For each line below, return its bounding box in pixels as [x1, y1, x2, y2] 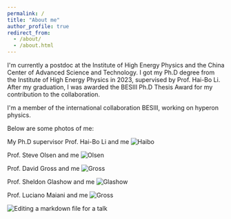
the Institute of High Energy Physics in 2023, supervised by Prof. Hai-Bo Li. [7, 76, 221, 83]
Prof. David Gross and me [7, 165, 80, 172]
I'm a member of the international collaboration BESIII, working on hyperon [7, 104, 219, 112]
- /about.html [13, 42, 54, 49]
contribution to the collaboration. [7, 90, 101, 98]
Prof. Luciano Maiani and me [7, 191, 88, 199]
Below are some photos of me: [7, 125, 94, 132]
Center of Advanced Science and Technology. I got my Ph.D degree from [7, 68, 215, 76]
